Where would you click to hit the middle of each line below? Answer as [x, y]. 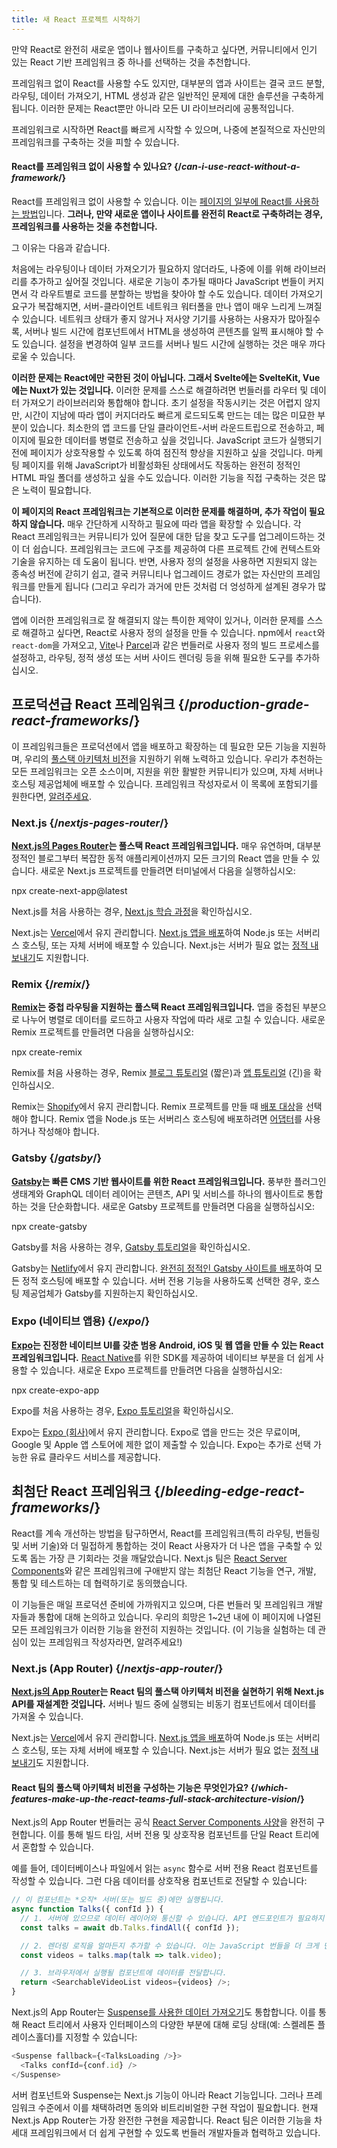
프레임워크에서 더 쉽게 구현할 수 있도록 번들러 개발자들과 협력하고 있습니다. [175, 2132]
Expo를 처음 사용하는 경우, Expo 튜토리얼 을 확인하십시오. [122, 1410]
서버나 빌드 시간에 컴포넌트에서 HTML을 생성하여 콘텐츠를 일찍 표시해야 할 [169, 331]
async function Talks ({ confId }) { [87, 1909]
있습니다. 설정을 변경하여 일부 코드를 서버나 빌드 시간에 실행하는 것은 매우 [164, 343]
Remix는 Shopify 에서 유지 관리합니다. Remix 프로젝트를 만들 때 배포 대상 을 [157, 1107]
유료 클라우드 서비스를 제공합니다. [95, 1457]
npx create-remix [47, 1052]
